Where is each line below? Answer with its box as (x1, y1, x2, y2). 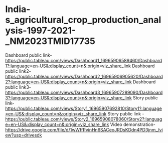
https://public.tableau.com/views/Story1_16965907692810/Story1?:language (5, 105, 162, 111)
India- (5, 4, 31, 15)
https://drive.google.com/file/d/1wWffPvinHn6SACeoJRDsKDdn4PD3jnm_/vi (5, 126, 163, 132)
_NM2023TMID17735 (5, 36, 95, 47)
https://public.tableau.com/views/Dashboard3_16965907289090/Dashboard (5, 89, 163, 95)
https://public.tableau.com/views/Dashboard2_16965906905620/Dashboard (5, 73, 163, 79)
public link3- (5, 84, 31, 90)
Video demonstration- (110, 121, 155, 127)
